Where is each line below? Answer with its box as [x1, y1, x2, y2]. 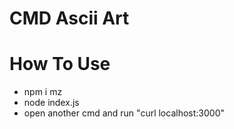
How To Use [9, 53, 111, 76]
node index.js [23, 97, 80, 109]
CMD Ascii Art [9, 7, 130, 30]
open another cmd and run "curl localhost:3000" [23, 107, 225, 119]
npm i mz [23, 86, 63, 98]
